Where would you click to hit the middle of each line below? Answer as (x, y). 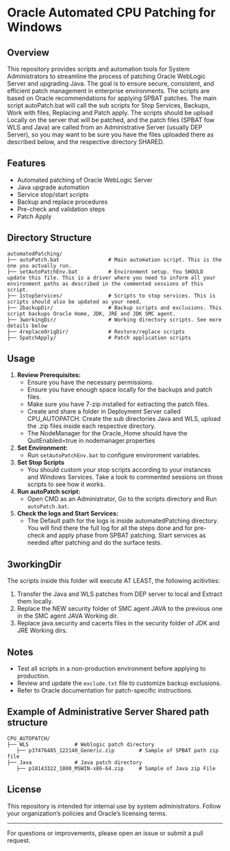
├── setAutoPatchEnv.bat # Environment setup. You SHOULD (105, 272)
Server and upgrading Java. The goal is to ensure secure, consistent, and (111, 83)
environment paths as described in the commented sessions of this (105, 284)
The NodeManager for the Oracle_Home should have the (107, 433)
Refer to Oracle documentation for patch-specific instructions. (105, 691)
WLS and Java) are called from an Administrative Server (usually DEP (105, 127)
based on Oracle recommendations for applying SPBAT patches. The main (112, 98)
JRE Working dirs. (42, 631)
